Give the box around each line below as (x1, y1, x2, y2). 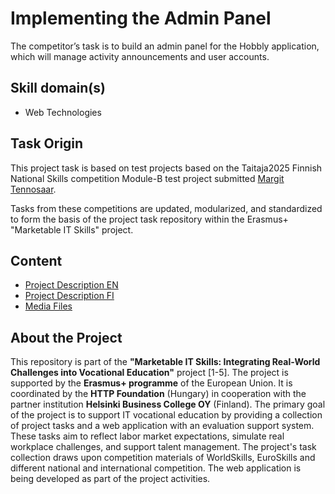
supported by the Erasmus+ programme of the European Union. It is (10, 377, 293, 389)
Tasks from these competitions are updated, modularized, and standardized (10, 202, 323, 214)
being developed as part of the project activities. (10, 473, 211, 485)
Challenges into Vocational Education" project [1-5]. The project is (10, 367, 289, 379)
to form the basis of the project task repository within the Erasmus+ (10, 213, 289, 225)
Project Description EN (24, 279, 119, 291)
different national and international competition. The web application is (10, 462, 302, 474)
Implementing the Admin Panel (10, 7, 272, 30)
